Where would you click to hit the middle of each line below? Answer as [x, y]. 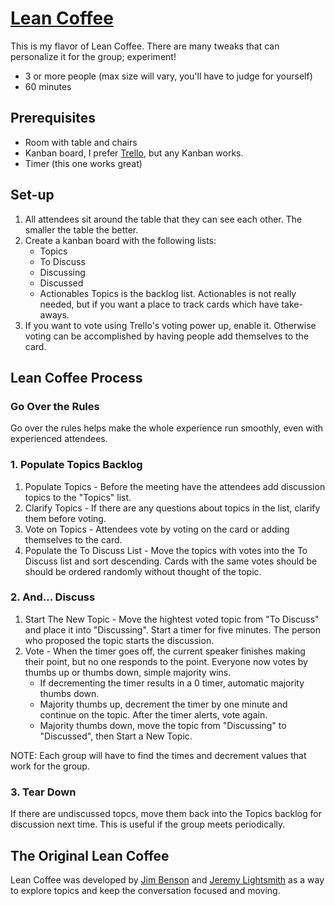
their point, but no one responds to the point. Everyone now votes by [166, 661]
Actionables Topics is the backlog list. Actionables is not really [168, 293]
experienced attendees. [59, 439]
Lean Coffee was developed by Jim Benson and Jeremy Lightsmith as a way [167, 879]
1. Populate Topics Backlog [76, 465]
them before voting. [65, 518]
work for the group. [50, 766]
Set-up [32, 195]
